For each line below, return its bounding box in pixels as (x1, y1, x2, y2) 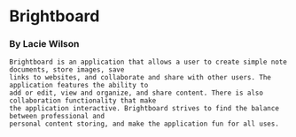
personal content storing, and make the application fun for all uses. (9, 119, 279, 129)
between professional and (9, 112, 105, 121)
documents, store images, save (9, 65, 125, 74)
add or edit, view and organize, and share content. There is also (9, 88, 264, 98)
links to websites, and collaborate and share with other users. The (9, 73, 272, 82)
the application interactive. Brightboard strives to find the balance (9, 104, 279, 113)
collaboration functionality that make (9, 96, 157, 105)
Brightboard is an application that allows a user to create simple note (9, 57, 288, 67)
